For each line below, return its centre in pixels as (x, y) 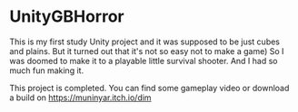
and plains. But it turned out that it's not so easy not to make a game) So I (147, 51)
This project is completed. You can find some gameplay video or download (149, 88)
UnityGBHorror (67, 17)
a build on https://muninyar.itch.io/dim (80, 98)
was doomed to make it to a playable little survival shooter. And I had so (144, 61)
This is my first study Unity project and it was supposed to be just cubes (144, 42)
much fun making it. (47, 70)
